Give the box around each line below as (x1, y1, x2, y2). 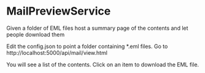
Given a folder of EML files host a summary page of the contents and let (6, 24, 188, 32)
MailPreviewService (6, 4, 111, 18)
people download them (6, 30, 65, 38)
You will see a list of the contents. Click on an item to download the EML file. (6, 61, 199, 68)
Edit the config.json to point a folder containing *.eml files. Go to (6, 43, 168, 50)
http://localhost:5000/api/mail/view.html (6, 49, 107, 56)
